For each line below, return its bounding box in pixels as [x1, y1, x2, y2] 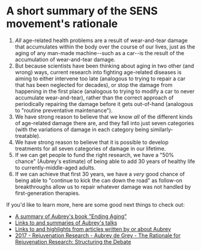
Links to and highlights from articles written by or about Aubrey [14, 225, 172, 232]
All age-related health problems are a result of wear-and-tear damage [14, 37, 188, 44]
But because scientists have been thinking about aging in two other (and [14, 62, 194, 69]
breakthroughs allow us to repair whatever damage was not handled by [14, 183, 191, 190]
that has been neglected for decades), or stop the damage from [14, 81, 173, 88]
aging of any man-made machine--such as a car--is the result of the [14, 49, 185, 56]
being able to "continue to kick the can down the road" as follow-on [14, 177, 183, 184]
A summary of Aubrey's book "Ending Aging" [14, 213, 127, 220]
